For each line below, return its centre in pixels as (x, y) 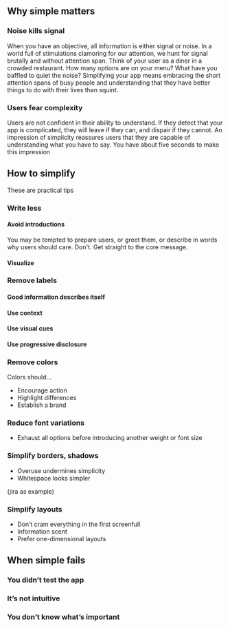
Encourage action (42, 390)
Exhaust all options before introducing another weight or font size (110, 438)
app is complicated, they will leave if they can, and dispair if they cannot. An (115, 129)
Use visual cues (30, 328)
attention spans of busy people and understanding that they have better (109, 83)
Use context (25, 313)
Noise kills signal (36, 31)
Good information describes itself (56, 297)
